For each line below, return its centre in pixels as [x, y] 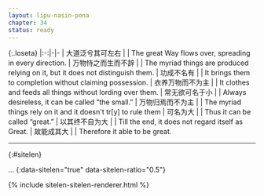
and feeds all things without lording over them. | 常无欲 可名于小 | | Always [127, 93]
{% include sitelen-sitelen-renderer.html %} [79, 185]
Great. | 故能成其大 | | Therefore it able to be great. [90, 132]
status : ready [31, 30]
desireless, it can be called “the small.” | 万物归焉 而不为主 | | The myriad [125, 102]
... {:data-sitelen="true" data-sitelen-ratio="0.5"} [87, 170]
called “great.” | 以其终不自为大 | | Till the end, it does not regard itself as [126, 122]
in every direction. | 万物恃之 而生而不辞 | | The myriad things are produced [128, 63]
